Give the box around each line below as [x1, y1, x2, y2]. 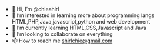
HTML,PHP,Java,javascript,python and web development [11, 18, 151, 25]
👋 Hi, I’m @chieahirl [11, 6, 59, 12]
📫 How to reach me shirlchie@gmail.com [11, 37, 113, 44]
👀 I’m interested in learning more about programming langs [11, 12, 155, 19]
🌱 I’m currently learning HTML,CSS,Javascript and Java [11, 24, 146, 31]
